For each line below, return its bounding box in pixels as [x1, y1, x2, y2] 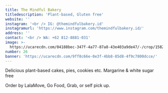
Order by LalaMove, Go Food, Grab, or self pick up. [5, 82, 110, 88]
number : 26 [5, 49, 28, 54]
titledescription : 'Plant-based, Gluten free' [5, 12, 104, 17]
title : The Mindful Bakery [5, 7, 61, 12]
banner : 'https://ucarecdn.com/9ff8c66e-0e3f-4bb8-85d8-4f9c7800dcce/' [5, 53, 157, 59]
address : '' [5, 30, 30, 35]
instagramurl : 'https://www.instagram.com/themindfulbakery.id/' [5, 26, 144, 31]
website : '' [5, 16, 30, 21]
